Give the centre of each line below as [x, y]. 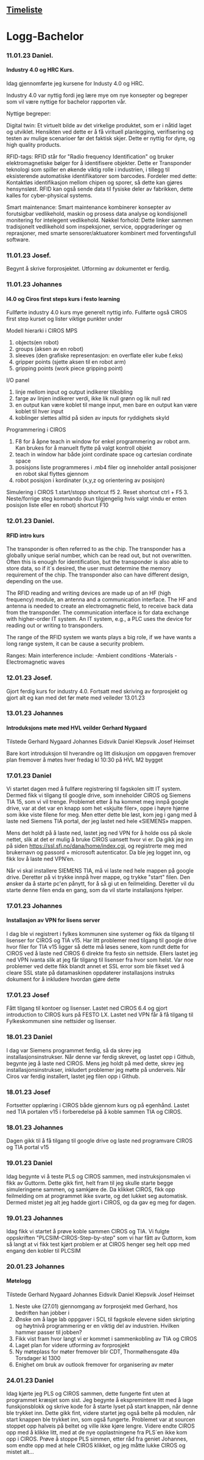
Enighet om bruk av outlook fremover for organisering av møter [94, 1365]
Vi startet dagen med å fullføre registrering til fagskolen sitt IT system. [94, 788]
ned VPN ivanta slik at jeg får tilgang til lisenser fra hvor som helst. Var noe [100, 960]
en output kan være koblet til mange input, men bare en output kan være [106, 405]
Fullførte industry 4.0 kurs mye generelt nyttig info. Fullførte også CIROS [97, 313]
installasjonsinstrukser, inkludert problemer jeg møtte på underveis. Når [96, 1069]
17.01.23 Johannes [34, 905]
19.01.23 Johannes [35, 1218]
